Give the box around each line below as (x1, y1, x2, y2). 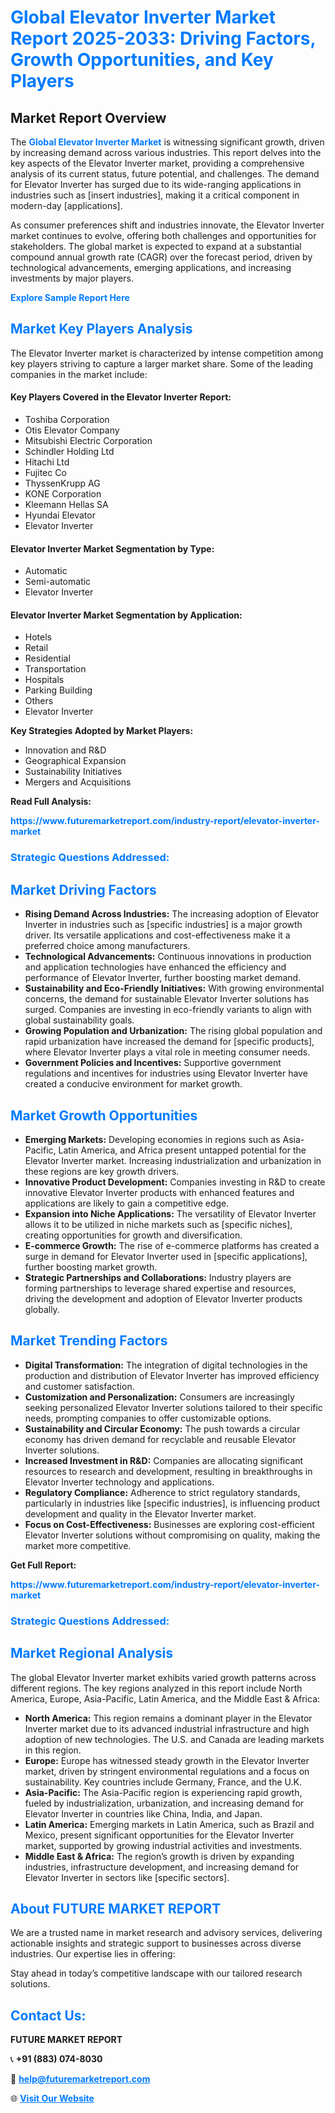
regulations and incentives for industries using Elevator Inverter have (24, 1067, 308, 1080)
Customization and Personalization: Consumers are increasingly (24, 1391, 295, 1403)
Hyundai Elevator (24, 509, 96, 521)
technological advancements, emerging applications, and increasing (10, 262, 292, 273)
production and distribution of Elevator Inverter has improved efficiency (24, 1369, 320, 1381)
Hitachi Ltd (24, 456, 70, 468)
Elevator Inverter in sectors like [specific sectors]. (24, 1871, 230, 1883)
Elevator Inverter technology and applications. (24, 1476, 215, 1488)
